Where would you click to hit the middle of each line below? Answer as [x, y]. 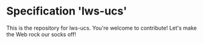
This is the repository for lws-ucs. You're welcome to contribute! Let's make [101, 28]
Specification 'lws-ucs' [67, 11]
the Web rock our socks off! [41, 34]
